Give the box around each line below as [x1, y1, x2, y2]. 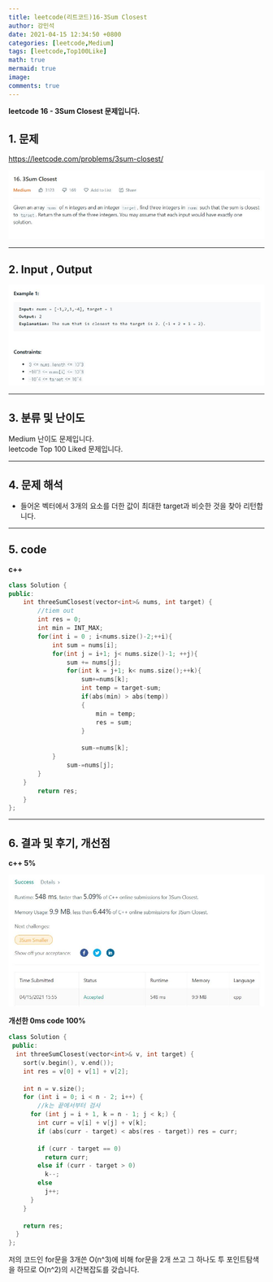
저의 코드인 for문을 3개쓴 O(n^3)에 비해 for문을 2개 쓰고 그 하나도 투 [8, 1254, 225, 1264]
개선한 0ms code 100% [8, 1016, 86, 1026]
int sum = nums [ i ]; [51, 641, 118, 650]
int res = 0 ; [37, 615, 82, 624]
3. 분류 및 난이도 [8, 411, 85, 424]
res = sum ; [95, 718, 132, 727]
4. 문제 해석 [8, 478, 63, 492]
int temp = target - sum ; [80, 684, 162, 693]
